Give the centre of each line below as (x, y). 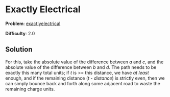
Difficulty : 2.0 (20, 33)
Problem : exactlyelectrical (33, 23)
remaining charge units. (30, 89)
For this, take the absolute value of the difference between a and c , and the (84, 62)
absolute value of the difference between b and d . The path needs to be (81, 67)
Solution (19, 50)
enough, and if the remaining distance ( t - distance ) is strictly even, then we (85, 78)
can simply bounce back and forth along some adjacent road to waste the (83, 83)
